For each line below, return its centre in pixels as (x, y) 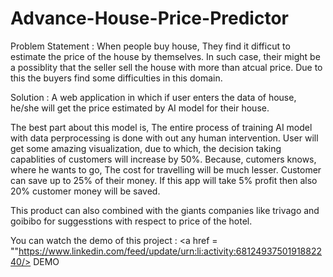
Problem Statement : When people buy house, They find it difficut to (150, 46)
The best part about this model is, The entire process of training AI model (161, 127)
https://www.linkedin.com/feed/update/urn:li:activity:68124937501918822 (170, 251)
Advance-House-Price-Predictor (149, 18)
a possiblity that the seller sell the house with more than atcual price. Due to (166, 67)
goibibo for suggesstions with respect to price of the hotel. (131, 221)
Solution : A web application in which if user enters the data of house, (153, 97)
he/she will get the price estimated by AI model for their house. (140, 108)
